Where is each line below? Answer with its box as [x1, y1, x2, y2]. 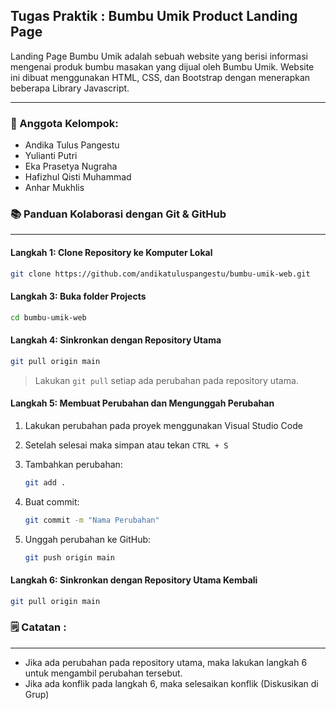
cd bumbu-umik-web [10, 312, 87, 323]
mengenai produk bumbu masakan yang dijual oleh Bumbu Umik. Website [10, 60, 315, 73]
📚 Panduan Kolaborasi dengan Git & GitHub [10, 207, 227, 221]
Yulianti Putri [24, 150, 78, 162]
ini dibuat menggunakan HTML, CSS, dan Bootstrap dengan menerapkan [10, 71, 311, 83]
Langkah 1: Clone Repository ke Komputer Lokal [10, 247, 213, 258]
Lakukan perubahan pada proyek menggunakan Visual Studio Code [24, 419, 303, 431]
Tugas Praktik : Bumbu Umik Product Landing [10, 8, 298, 25]
